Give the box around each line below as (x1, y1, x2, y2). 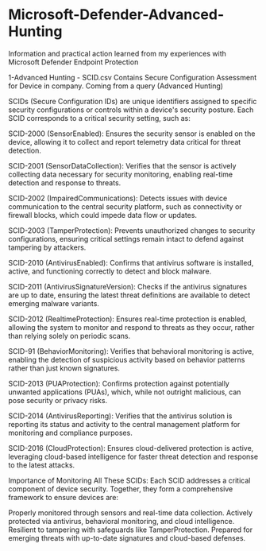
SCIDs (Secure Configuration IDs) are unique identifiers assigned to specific (8, 96, 257, 106)
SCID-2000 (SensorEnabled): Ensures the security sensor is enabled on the (8, 129, 256, 138)
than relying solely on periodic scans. (8, 331, 131, 340)
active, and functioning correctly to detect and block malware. (8, 266, 212, 276)
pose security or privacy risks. (8, 395, 108, 405)
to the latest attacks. (8, 460, 75, 470)
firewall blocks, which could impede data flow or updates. (8, 210, 197, 219)
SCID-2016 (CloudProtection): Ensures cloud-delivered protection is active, (8, 443, 254, 452)
